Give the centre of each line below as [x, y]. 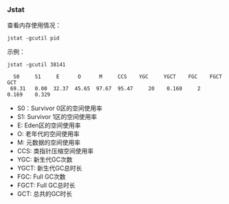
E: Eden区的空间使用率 [49, 125]
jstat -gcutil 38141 [37, 65]
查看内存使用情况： [34, 25]
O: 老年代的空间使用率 [48, 134]
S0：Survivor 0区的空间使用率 [60, 108]
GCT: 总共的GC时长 [45, 194]
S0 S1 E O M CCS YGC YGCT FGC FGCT [118, 77]
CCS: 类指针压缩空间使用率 [55, 151]
